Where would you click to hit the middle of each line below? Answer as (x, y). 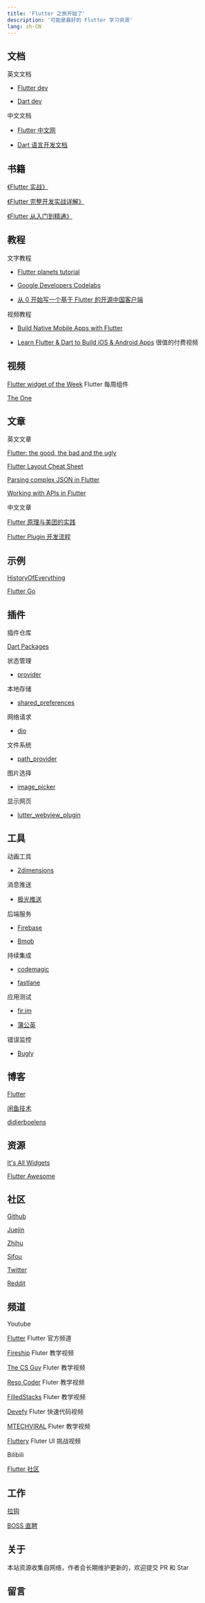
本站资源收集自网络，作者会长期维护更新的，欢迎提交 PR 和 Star (98, 1567)
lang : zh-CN (24, 26)
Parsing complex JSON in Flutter (53, 480)
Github (17, 1217)
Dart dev (30, 102)
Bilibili (16, 1455)
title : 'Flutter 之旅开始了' (47, 13)
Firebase (30, 928)
